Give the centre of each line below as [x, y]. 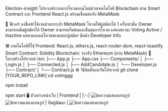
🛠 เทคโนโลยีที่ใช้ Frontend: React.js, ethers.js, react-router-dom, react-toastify [84, 46]
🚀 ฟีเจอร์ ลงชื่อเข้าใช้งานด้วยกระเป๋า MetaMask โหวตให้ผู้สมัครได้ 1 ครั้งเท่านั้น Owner [79, 24]
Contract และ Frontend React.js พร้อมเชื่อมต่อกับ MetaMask [63, 14]
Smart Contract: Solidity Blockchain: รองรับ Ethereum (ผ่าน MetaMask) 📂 [78, 53]
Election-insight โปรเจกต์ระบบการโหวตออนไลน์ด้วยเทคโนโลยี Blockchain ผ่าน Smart [83, 8]
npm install [17, 85]
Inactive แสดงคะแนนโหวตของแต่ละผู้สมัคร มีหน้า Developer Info [63, 35]
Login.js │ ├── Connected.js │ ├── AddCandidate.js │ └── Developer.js [81, 64]
